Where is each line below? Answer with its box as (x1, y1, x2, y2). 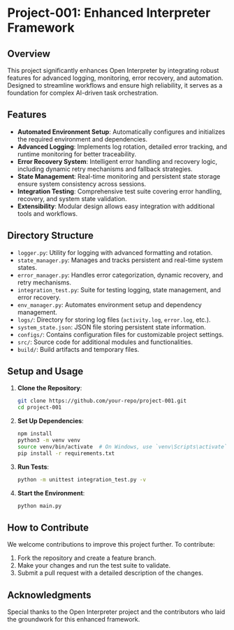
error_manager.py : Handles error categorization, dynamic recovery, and (17, 271, 224, 279)
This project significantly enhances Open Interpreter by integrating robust (7, 67, 219, 74)
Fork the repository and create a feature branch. (17, 554, 156, 562)
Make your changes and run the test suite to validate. (17, 561, 171, 570)
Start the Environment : (17, 488, 85, 497)
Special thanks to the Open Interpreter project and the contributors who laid (7, 608, 226, 616)
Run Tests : (17, 463, 50, 471)
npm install (17, 430, 52, 437)
